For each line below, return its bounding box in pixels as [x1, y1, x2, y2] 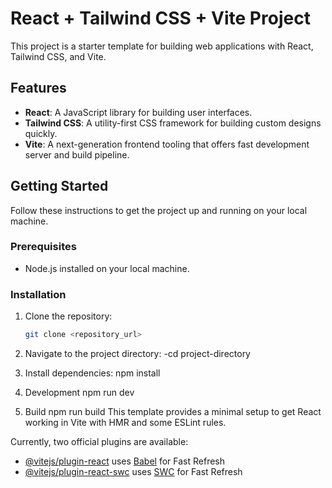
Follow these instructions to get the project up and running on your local [10, 204, 308, 216]
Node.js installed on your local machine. [24, 262, 190, 274]
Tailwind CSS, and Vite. [10, 50, 107, 62]
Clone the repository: [24, 310, 113, 322]
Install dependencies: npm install [24, 367, 161, 379]
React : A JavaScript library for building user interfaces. [24, 106, 253, 118]
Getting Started [10, 178, 109, 195]
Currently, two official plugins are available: [10, 436, 189, 448]
